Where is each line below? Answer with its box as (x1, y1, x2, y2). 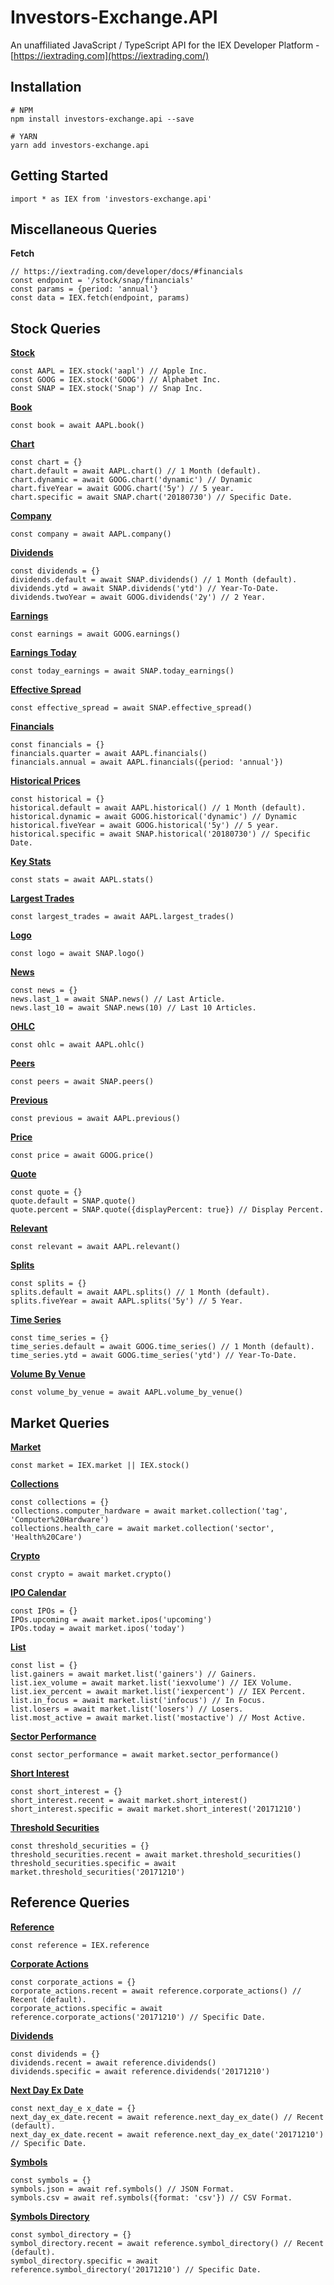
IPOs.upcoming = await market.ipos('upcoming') (10, 1615, 213, 1625)
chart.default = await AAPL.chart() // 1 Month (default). (10, 466, 262, 476)
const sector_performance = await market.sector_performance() (10, 1750, 280, 1760)
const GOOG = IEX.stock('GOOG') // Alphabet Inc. (10, 375, 222, 385)
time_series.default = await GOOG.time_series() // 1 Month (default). (10, 1342, 315, 1352)
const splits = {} (10, 1279, 87, 1289)
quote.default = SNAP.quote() (10, 1196, 137, 1206)
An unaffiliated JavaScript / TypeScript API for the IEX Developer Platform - (10, 39, 320, 51)
